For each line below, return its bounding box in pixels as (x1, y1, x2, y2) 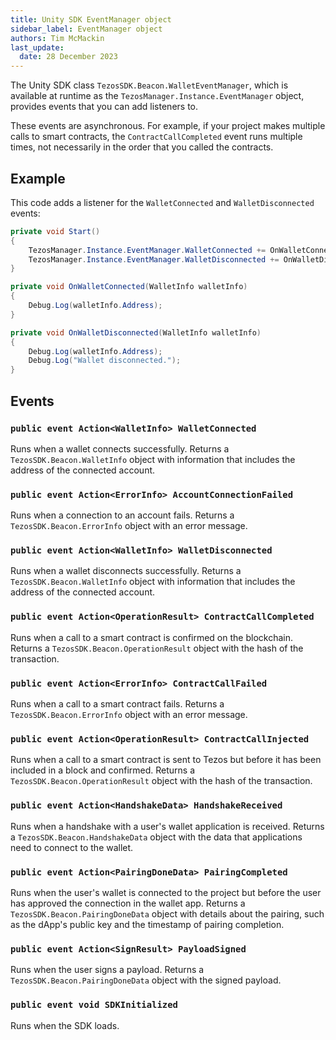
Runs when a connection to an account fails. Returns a (10, 509, 235, 521)
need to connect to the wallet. (10, 841, 134, 853)
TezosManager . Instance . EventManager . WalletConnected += (28, 245, 267, 255)
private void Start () (10, 226, 101, 236)
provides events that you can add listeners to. (10, 101, 199, 113)
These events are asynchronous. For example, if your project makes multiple (10, 120, 326, 132)
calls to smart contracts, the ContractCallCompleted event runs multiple (10, 131, 303, 143)
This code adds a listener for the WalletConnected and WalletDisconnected (10, 196, 315, 208)
